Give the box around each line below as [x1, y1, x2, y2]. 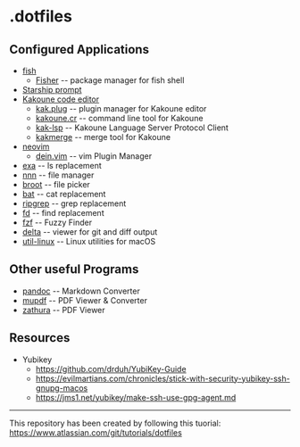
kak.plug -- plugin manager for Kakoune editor [35, 103, 207, 113]
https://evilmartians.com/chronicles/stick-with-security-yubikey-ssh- [35, 373, 290, 384]
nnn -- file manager [21, 170, 95, 180]
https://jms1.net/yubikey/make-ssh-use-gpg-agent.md [35, 392, 237, 402]
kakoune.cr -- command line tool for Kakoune [35, 113, 204, 123]
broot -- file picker [21, 179, 91, 189]
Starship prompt [21, 85, 82, 95]
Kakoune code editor [21, 94, 100, 104]
